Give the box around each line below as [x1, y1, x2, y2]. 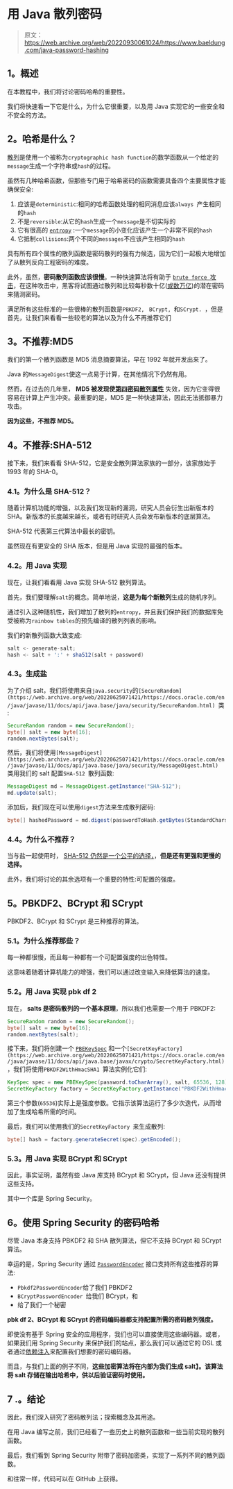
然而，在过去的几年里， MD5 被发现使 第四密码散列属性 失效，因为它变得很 [7, 385, 221, 393]
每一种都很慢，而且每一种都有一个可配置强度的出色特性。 [7, 953, 171, 961]
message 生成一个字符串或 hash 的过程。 [7, 161, 114, 170]
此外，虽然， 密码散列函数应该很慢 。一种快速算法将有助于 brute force [7, 272, 207, 281]
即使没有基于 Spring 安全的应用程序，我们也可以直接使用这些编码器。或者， [7, 1330, 224, 1338]
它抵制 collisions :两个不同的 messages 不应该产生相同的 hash [17, 234, 185, 243]
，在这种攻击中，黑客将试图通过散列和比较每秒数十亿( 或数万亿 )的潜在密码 [13, 281, 225, 289]
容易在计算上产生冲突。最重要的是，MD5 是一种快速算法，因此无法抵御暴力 [7, 394, 223, 402]
